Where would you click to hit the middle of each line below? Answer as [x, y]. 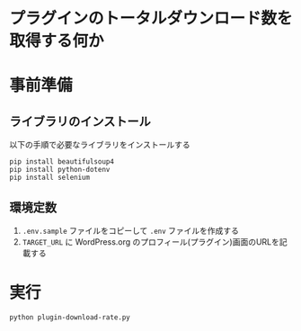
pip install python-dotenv [60, 170]
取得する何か [57, 41]
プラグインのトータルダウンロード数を [151, 18]
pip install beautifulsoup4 [62, 162]
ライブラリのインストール [80, 121]
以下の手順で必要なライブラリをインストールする [100, 145]
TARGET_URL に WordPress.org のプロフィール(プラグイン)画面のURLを [151, 242]
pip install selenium [50, 178]
